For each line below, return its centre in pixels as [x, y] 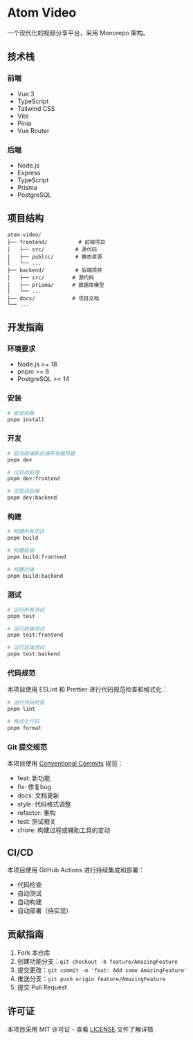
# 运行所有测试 [26, 610]
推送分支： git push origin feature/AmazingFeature [91, 978]
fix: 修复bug [34, 787]
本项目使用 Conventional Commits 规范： [65, 764]
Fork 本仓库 [34, 952]
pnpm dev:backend [32, 498]
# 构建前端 [21, 551]
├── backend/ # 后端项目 [55, 270]
